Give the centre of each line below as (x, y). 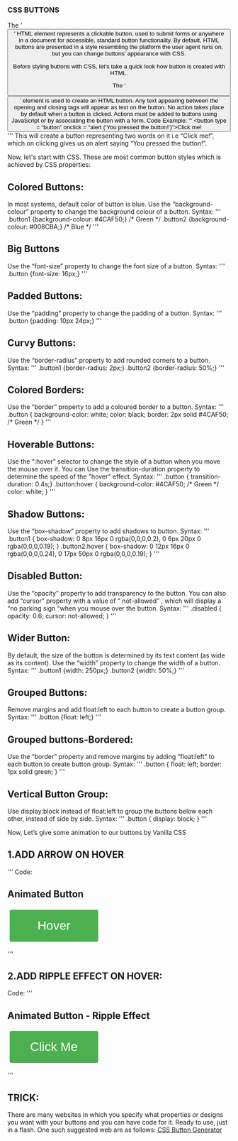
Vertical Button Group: (58, 794)
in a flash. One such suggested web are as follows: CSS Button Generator (115, 1130)
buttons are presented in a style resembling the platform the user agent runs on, (119, 47)
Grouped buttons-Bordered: (70, 739)
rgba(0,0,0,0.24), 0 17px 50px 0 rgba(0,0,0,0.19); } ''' (84, 553)
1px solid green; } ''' (36, 772)
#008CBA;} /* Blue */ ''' (64, 227)
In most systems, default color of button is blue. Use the (89, 204)
